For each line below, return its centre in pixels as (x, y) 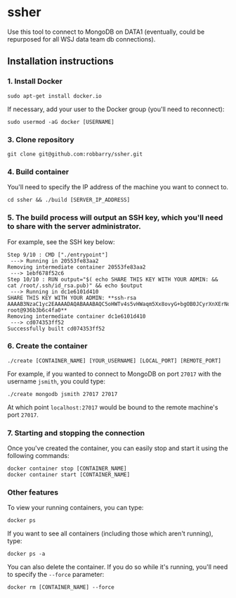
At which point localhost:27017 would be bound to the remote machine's (113, 407)
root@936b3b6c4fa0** (38, 310)
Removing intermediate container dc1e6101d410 (77, 316)
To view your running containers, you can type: (76, 508)
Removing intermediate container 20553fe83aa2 (77, 267)
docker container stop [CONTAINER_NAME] (67, 469)
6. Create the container (47, 346)
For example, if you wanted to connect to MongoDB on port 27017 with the (114, 374)
